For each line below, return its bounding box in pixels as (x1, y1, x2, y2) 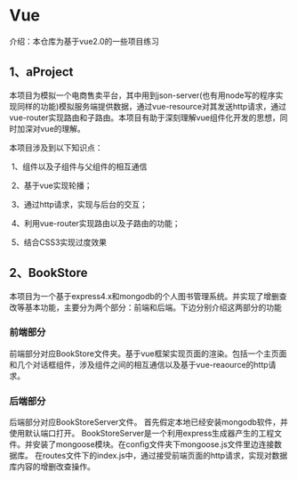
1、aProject (9, 64, 74, 80)
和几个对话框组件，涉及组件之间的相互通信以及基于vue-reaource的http (9, 359, 269, 370)
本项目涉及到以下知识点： (9, 142, 103, 152)
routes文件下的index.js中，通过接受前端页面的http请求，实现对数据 (42, 451, 288, 461)
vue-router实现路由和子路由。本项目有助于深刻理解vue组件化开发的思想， (9, 112, 280, 123)
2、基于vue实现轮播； (11, 180, 92, 191)
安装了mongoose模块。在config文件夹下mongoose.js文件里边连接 (32, 439, 275, 450)
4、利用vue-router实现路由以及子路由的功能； (11, 217, 181, 228)
